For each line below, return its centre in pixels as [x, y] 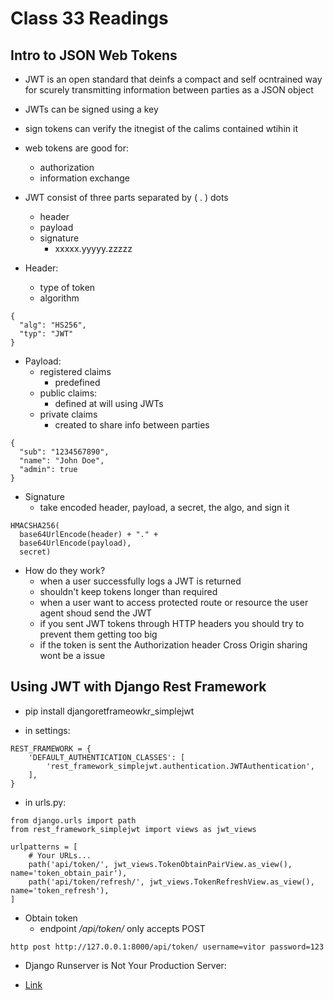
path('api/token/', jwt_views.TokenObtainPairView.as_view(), [160, 864]
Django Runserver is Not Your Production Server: [125, 965]
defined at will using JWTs [109, 403]
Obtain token [51, 918]
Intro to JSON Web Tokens [94, 55]
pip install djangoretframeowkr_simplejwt [109, 711]
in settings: [47, 730]
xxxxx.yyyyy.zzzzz [93, 248]
